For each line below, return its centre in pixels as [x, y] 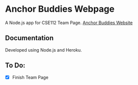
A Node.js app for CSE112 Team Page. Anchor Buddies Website [69, 23]
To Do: [15, 66]
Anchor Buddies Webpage [60, 9]
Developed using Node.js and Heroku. [43, 50]
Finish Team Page [30, 77]
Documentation [29, 38]
